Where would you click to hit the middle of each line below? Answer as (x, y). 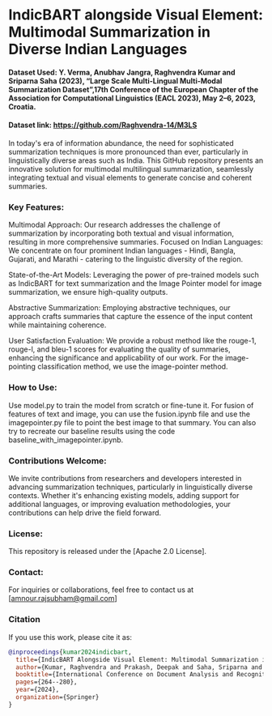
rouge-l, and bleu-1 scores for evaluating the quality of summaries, (119, 349)
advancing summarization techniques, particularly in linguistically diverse (131, 487)
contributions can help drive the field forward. (85, 513)
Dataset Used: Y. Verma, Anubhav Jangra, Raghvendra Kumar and (122, 72)
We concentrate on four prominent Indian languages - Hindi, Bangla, (122, 251)
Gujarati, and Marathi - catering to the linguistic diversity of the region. (126, 259)
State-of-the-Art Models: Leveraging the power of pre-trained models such (134, 275)
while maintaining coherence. (57, 325)
